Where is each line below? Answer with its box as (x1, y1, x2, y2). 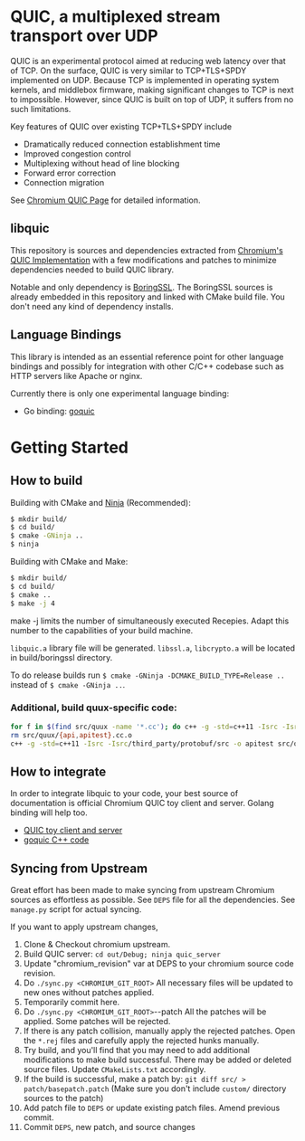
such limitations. (10, 103, 71, 114)
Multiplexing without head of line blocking (23, 157, 180, 168)
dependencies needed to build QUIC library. (10, 264, 175, 275)
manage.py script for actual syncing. (10, 904, 142, 915)
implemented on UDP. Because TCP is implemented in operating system (10, 74, 280, 85)
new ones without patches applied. (23, 987, 155, 998)
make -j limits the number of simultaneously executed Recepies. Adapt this (10, 615, 290, 626)
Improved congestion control (23, 147, 132, 159)
